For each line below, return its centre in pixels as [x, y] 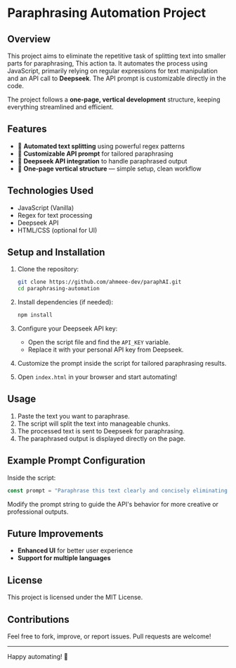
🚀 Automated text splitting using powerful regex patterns [101, 146]
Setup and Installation [56, 253]
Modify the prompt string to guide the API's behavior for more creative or [113, 504]
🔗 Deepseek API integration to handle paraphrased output [102, 161]
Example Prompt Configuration [77, 460]
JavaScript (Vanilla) [46, 208]
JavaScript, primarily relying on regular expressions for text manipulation [112, 71]
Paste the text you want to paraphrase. [73, 416]
